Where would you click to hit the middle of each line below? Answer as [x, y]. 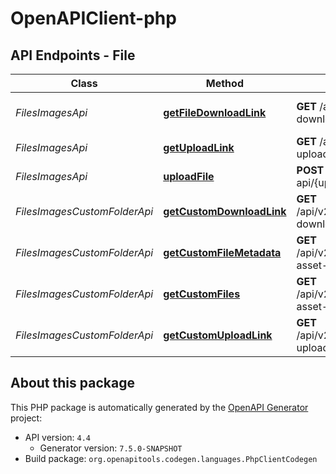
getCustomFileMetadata [222, 252]
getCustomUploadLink [218, 335]
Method [224, 83]
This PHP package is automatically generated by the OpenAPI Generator [159, 407]
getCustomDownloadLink [225, 211]
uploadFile [189, 176]
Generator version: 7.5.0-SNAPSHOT [111, 448]
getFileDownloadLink [215, 112]
